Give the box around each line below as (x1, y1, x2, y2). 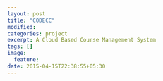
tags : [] (7, 43, 33, 50)
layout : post (7, 10, 46, 18)
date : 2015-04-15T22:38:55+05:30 (7, 63, 106, 70)
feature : (13, 56, 40, 63)
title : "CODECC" (7, 17, 55, 24)
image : (7, 50, 27, 57)
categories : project (7, 30, 68, 37)
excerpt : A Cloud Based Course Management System (7, 37, 157, 44)
